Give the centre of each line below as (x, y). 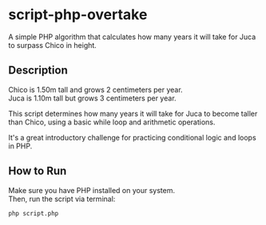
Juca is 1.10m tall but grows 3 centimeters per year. (93, 98)
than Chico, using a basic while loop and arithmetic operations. (112, 122)
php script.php (34, 213)
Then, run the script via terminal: (62, 199)
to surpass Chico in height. (53, 45)
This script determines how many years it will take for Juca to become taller (133, 113)
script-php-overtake (78, 15)
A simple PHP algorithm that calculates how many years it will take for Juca (132, 37)
